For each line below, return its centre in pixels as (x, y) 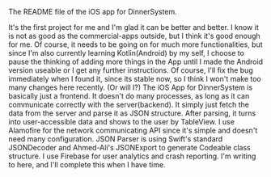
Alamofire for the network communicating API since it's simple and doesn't (133, 130)
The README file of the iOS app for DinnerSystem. (93, 12)
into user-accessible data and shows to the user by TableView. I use (121, 122)
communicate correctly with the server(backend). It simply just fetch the (129, 105)
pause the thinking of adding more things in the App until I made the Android (136, 61)
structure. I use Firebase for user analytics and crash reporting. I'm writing (132, 156)
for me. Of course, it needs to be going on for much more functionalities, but (135, 44)
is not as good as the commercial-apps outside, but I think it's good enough (134, 36)
